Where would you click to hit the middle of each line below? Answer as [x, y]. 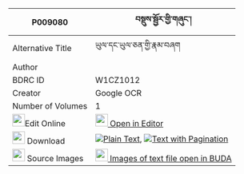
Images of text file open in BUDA [171, 158]
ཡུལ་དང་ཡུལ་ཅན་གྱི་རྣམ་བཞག [138, 45]
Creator [27, 93]
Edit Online [46, 123]
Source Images [55, 158]
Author [25, 67]
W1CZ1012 [118, 80]
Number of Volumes [50, 106]
